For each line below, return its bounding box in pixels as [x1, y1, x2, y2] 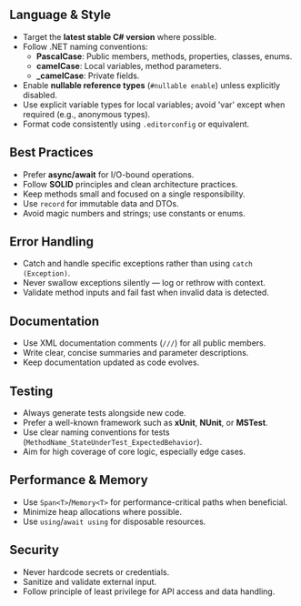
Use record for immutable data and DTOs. [22, 197, 179, 208]
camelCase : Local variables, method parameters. [35, 60, 222, 71]
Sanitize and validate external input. [22, 576, 157, 587]
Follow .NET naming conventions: [22, 41, 148, 52]
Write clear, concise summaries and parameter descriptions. [22, 348, 249, 359]
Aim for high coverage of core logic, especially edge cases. [22, 446, 246, 458]
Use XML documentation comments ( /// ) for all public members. [22, 338, 266, 348]
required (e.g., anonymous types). [22, 108, 151, 119]
